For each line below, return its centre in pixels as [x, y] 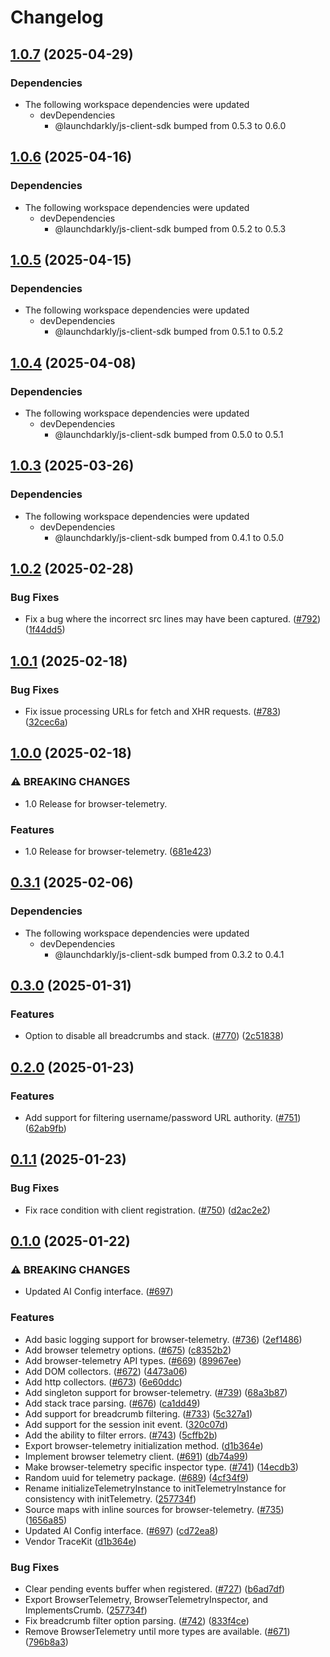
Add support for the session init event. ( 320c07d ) [126, 1424]
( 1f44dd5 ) [45, 630]
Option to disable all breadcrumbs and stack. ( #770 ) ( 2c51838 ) [154, 1036]
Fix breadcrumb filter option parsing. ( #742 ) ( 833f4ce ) [137, 1621]
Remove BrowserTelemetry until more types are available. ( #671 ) [157, 1632]
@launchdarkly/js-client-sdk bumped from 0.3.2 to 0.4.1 [169, 954]
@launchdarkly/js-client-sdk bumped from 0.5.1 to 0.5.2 [169, 332]
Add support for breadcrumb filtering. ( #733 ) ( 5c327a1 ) [138, 1413]
